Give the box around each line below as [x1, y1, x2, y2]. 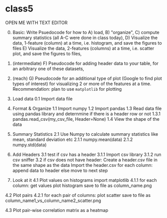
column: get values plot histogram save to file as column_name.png [12, 182, 152, 188]
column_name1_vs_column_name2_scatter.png [5, 197, 101, 203]
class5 [5, 3, 34, 15]
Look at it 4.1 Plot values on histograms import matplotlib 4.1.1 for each [12, 177, 157, 183]
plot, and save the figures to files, [12, 51, 82, 57]
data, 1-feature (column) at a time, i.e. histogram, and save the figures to [12, 40, 162, 46]
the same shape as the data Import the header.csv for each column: [12, 162, 153, 168]
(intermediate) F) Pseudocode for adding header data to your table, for [12, 60, 159, 66]
